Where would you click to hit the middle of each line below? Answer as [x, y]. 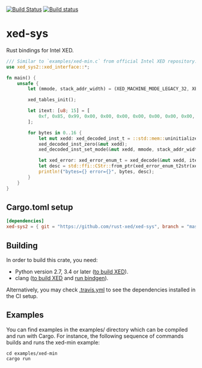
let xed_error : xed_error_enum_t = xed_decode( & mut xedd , [112, 161]
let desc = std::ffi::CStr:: [75, 166]
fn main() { [21, 78]
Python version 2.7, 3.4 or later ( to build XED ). [72, 272]
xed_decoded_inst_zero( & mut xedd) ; [83, 144]
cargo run [19, 358]
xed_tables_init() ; [52, 100]
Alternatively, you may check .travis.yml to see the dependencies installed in [101, 290]
